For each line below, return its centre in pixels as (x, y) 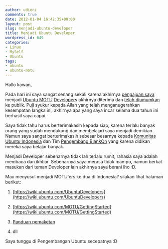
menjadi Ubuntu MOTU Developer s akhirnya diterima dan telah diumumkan (82, 100)
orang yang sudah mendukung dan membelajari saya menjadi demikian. (79, 131)
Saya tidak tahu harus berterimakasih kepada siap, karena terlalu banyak (80, 125)
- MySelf (14, 52)
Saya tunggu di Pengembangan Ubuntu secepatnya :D (61, 241)
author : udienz (21, 10)
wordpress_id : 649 (24, 38)
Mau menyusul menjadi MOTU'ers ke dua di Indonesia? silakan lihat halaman (84, 177)
